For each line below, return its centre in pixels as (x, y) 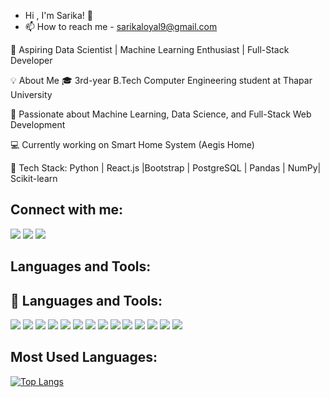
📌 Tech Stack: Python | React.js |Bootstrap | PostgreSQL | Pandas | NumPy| (166, 168)
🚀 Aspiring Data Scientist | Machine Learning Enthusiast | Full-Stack (150, 49)
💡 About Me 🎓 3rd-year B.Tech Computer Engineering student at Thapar (161, 80)
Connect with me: (67, 210)
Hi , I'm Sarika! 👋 (58, 15)
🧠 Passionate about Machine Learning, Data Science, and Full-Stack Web (161, 114)
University (31, 94)
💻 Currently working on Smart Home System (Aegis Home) (132, 144)
